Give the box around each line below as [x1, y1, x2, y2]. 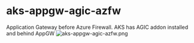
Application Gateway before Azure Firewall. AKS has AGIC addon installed [6, 24, 189, 31]
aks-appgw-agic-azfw [6, 4, 122, 18]
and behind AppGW [6, 29, 55, 37]
